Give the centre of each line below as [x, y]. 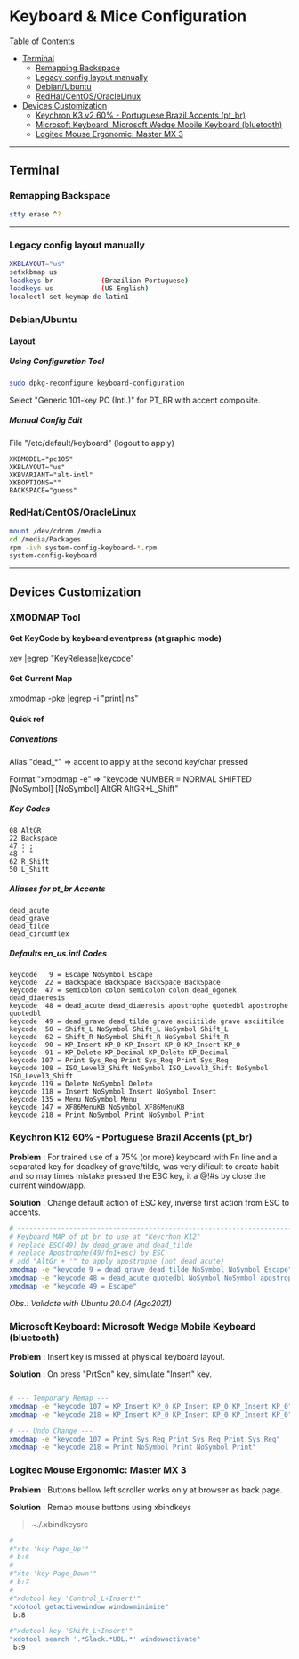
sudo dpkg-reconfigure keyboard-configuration [97, 383]
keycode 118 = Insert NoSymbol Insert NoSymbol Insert [113, 1092]
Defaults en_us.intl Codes [58, 954]
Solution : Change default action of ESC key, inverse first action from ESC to [149, 1202]
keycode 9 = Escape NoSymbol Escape [81, 975]
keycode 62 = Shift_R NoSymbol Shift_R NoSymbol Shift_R [119, 1037]
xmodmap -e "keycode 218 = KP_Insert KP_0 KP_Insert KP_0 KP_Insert [139, 1415]
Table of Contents [42, 41]
